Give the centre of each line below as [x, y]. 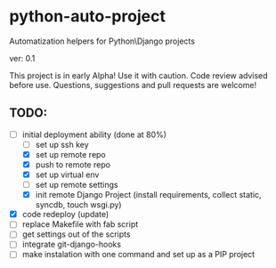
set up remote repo [71, 154]
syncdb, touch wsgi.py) [78, 205]
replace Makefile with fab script [80, 224]
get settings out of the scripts [76, 234]
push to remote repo [73, 164]
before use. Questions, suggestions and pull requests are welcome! [133, 85]
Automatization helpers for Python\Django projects [102, 41]
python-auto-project [88, 16]
